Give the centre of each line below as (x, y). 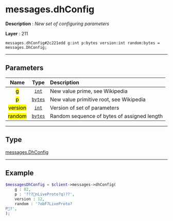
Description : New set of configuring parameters (57, 24)
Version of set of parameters (84, 108)
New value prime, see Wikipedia (89, 91)
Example (20, 173)
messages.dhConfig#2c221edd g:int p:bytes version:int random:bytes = (83, 43)
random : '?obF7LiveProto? (44, 204)
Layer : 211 (17, 33)
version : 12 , (30, 199)
